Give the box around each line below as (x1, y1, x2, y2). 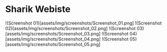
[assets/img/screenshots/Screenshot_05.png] (5, 41, 101, 47)
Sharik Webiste (5, 3, 71, 15)
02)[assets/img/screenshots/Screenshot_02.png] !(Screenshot (5, 25, 136, 31)
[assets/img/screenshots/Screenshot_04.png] (5, 36, 101, 42)
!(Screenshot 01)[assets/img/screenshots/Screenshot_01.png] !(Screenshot (5, 20, 162, 26)
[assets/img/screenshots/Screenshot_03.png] (5, 30, 101, 36)
